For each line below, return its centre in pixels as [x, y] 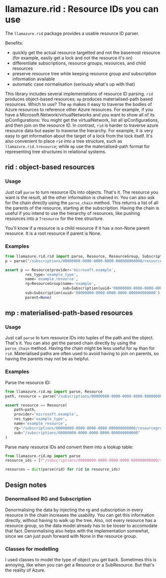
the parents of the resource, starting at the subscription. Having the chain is [82, 208]
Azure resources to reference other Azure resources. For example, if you [79, 109]
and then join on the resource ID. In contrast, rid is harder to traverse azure [82, 125]
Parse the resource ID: [28, 382]
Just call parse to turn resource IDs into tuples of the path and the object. [80, 338]
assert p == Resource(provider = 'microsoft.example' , [61, 270]
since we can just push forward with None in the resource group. [71, 536]
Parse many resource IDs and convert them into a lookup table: [69, 447]
